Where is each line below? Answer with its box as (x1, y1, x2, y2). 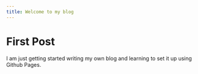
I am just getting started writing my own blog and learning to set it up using (6, 55, 193, 62)
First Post (6, 34, 55, 48)
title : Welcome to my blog (6, 8, 74, 15)
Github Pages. (6, 61, 42, 68)
